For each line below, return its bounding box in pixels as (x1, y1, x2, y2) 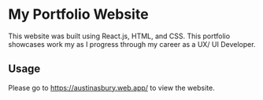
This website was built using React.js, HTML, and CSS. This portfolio (8, 31, 231, 41)
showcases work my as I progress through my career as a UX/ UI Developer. (8, 39, 256, 48)
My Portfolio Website (8, 5, 149, 23)
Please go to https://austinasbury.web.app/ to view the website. (8, 83, 215, 92)
